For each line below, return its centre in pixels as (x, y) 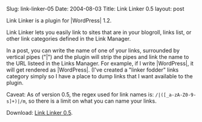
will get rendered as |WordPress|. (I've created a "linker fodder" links (92, 70)
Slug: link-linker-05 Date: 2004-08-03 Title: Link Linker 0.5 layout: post (95, 9)
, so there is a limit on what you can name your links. (91, 101)
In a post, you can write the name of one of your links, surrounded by (93, 50)
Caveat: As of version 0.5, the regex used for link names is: (80, 94)
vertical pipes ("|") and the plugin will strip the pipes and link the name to (98, 57)
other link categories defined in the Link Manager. (68, 39)
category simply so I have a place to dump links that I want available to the (99, 76)
